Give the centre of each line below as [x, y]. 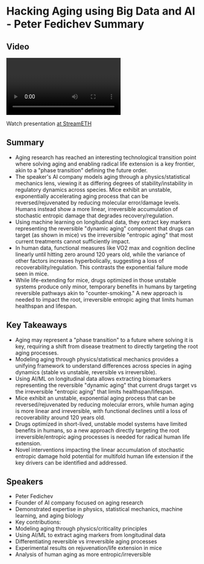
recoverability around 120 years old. [60, 417]
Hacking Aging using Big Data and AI [101, 11]
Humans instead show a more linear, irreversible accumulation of [97, 209]
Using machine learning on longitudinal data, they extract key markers [103, 222]
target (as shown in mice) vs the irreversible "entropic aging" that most [104, 235]
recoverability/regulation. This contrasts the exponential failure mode [101, 267]
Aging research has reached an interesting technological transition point [106, 157]
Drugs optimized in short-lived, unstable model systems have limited [101, 423]
